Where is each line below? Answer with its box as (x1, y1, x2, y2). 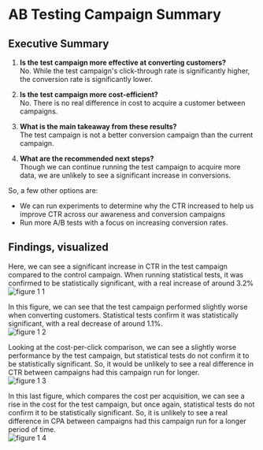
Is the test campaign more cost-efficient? (19, 90, 159, 99)
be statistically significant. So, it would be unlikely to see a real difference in (8, 359, 254, 368)
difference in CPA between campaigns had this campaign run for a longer (8, 416, 246, 426)
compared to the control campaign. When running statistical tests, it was (8, 270, 244, 279)
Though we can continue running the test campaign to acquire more (19, 162, 242, 171)
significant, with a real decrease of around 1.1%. (8, 318, 163, 328)
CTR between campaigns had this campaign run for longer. (8, 367, 200, 377)
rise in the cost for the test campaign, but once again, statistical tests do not (8, 400, 255, 409)
